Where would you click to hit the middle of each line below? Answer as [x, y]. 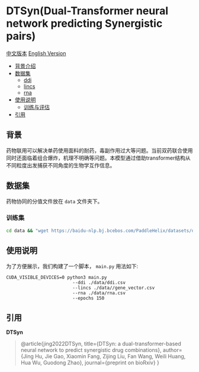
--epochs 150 [88, 298]
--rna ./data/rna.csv [99, 293]
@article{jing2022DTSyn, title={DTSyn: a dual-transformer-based [101, 344]
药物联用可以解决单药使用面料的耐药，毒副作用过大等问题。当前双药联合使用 [99, 150]
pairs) [21, 36]
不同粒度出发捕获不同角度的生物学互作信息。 [61, 165]
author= [172, 350]
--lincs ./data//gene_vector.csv [113, 288]
